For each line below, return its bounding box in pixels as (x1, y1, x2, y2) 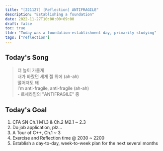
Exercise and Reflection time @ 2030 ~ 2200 (12, 135, 105, 141)
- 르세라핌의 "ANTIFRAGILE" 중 (17, 91, 80, 97)
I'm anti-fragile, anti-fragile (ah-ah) (17, 85, 89, 91)
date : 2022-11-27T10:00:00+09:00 (5, 16, 75, 21)
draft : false (5, 21, 32, 26)
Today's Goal (5, 106, 47, 114)
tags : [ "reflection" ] (5, 35, 50, 40)
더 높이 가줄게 (17, 67, 44, 73)
